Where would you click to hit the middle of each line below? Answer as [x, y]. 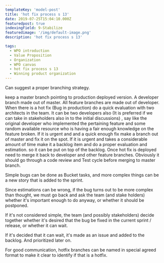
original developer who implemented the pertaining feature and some [75, 123]
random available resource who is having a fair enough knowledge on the [80, 129]
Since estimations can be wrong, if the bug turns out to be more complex [79, 190]
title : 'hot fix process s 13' [37, 14]
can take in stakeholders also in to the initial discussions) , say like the [76, 118]
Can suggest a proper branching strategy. [48, 88]
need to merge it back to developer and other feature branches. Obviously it [82, 155]
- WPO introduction [30, 51]
